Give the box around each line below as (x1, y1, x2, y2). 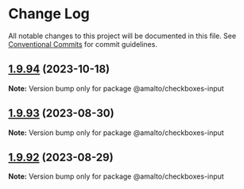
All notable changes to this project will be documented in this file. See (8, 31, 237, 40)
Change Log (8, 5, 90, 23)
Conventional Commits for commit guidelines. (8, 39, 157, 48)
